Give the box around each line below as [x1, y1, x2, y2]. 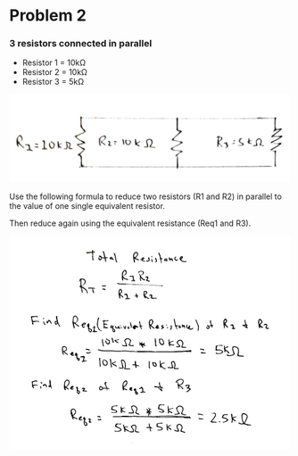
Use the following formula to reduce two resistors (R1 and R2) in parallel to [9, 191, 283, 202]
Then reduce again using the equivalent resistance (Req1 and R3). [9, 218, 252, 228]
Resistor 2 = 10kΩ [21, 67, 87, 78]
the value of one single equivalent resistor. [9, 200, 165, 211]
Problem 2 [9, 5, 87, 26]
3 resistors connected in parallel [9, 37, 153, 50]
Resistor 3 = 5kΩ [21, 77, 85, 87]
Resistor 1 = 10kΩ [21, 57, 87, 68]
